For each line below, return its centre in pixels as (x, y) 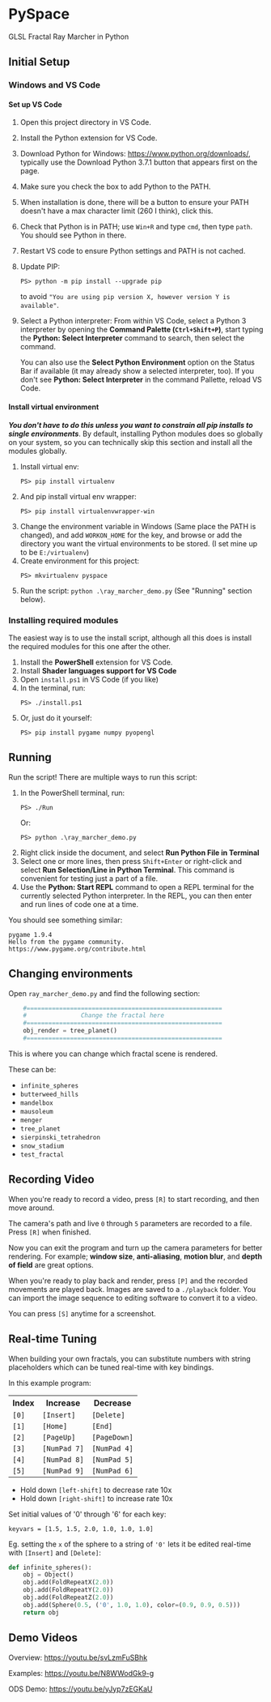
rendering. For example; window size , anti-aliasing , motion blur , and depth (135, 1256)
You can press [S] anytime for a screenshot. (82, 1313)
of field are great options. (51, 1264)
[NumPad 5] (112, 1459)
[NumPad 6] (112, 1471)
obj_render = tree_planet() (70, 1031)
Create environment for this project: (80, 561)
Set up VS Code (35, 104)
